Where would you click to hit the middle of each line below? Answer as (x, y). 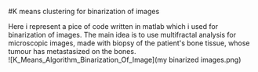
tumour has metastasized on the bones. (72, 51)
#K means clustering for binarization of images (84, 11)
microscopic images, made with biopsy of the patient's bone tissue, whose (129, 43)
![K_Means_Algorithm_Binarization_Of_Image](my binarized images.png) (125, 59)
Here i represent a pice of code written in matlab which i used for (113, 26)
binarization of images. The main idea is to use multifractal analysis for (122, 35)
